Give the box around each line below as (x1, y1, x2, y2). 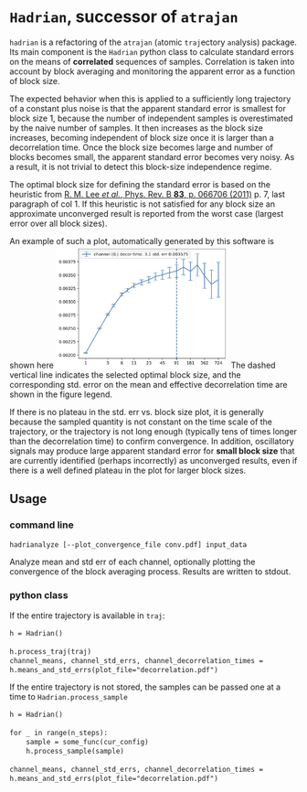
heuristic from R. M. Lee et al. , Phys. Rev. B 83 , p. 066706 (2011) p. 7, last (9, 188, 286, 199)
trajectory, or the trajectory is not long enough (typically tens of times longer (9, 425, 298, 436)
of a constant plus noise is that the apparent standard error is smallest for (9, 102, 286, 113)
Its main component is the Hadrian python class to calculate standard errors (9, 46, 294, 57)
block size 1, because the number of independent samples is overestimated (9, 112, 294, 123)
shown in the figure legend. (9, 389, 112, 400)
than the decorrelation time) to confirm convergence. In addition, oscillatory (9, 435, 294, 446)
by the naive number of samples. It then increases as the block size (9, 122, 263, 134)
